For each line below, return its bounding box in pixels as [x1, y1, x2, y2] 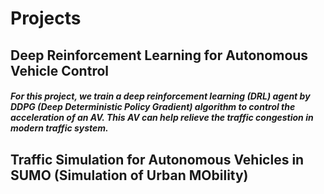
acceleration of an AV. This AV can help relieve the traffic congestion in [10, 112, 314, 124]
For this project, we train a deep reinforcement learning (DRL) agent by [10, 90, 311, 102]
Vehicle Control [10, 62, 109, 79]
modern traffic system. [10, 122, 109, 134]
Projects [10, 7, 82, 30]
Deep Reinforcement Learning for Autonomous [10, 47, 309, 64]
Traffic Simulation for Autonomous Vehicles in [10, 151, 305, 168]
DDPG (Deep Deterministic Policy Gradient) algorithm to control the [10, 101, 296, 113]
